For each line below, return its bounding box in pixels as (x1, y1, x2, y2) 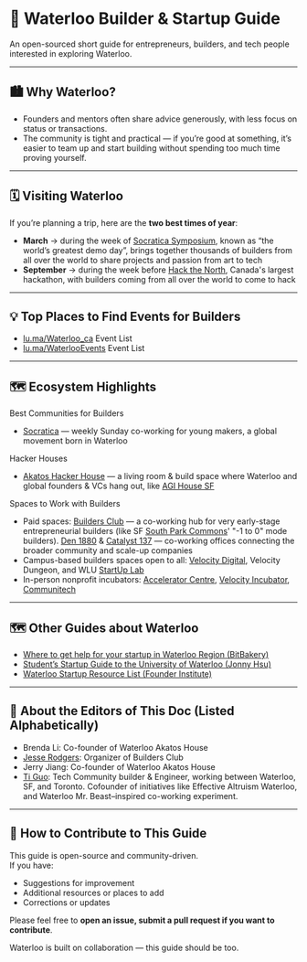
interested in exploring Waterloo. (9, 48, 132, 59)
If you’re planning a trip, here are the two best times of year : (9, 217, 238, 228)
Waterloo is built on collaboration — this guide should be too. (9, 942, 239, 953)
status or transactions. (22, 123, 108, 134)
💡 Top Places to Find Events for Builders (9, 308, 241, 324)
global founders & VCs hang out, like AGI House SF (22, 480, 215, 492)
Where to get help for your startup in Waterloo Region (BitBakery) (22, 649, 270, 659)
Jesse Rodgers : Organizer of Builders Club (22, 752, 185, 763)
